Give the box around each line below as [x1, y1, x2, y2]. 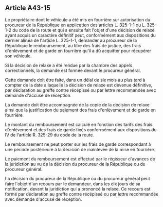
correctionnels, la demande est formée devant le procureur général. [5, 68, 141, 73]
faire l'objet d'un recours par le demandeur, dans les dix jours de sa [5, 181, 141, 187]
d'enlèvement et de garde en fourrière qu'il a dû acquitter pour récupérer [5, 48, 152, 53]
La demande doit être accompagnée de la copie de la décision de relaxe [5, 102, 150, 107]
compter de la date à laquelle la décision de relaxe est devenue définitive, [5, 82, 152, 88]
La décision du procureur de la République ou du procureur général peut [5, 175, 150, 181]
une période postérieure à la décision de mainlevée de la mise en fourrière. [5, 146, 156, 152]
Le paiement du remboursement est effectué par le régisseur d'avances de [5, 155, 156, 162]
